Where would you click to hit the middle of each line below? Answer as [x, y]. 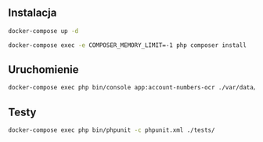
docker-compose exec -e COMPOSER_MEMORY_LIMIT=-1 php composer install [127, 45]
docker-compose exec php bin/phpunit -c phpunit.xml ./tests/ [112, 130]
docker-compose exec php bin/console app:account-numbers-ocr [112, 88]
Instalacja [32, 13]
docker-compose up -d [43, 31]
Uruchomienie [43, 69]
